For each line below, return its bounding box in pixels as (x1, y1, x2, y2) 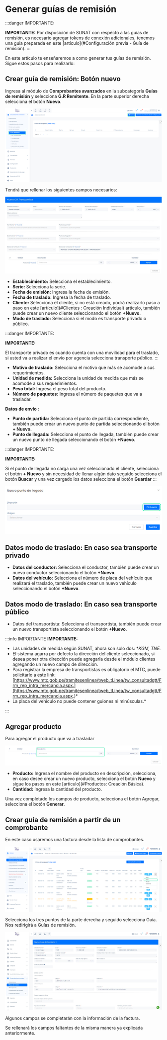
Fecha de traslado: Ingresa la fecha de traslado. (12, 294, 111, 300)
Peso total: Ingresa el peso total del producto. (12, 386, 107, 392)
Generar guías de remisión (5, 3, 117, 15)
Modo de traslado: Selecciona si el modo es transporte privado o (12, 316, 147, 322)
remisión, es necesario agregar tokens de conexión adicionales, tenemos (5, 35, 155, 41)
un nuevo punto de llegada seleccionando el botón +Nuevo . (12, 436, 136, 443)
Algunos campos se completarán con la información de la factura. (5, 1015, 140, 1021)
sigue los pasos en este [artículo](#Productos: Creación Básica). (12, 781, 145, 787)
